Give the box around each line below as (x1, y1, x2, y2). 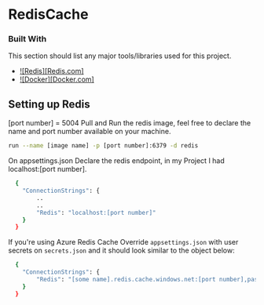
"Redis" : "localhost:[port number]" (36, 209, 156, 216)
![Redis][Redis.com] (19, 67, 84, 76)
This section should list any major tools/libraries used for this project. (8, 51, 232, 60)
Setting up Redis (8, 97, 90, 111)
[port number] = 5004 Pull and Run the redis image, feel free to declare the (8, 118, 251, 128)
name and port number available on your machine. (8, 127, 171, 136)
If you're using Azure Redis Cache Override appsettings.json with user (8, 238, 239, 247)
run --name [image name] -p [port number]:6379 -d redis (8, 142, 199, 150)
